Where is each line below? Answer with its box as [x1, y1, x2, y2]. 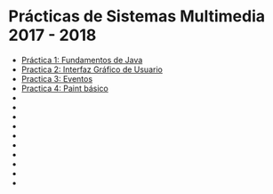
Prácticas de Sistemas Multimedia [8, 6, 266, 27]
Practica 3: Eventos [20, 73, 93, 84]
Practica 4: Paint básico [20, 83, 108, 93]
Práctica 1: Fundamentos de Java [20, 54, 143, 65]
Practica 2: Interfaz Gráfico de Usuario [20, 64, 164, 75]
